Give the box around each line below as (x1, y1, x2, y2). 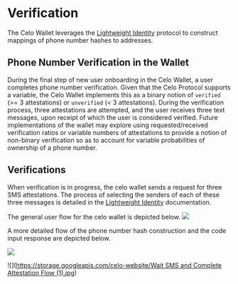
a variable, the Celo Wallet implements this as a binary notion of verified (7, 90, 221, 99)
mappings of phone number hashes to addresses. (7, 35, 153, 44)
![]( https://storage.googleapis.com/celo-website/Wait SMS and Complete (7, 261, 222, 269)
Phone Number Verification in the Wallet (7, 57, 190, 69)
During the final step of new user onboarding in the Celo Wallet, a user (7, 75, 214, 84)
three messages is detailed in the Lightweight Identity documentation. (7, 197, 212, 207)
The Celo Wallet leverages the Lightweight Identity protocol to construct (7, 28, 218, 37)
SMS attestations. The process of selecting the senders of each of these (7, 190, 220, 199)
